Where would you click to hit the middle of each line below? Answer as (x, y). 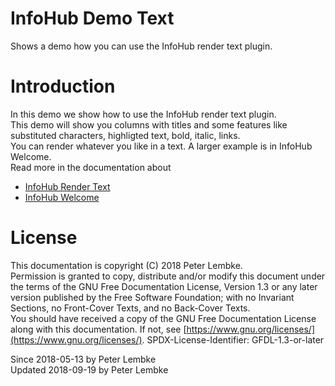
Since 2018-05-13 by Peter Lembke (83, 359)
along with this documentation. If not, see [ (98, 329)
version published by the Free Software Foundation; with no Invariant (152, 297)
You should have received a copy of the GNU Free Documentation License (163, 318)
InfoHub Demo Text (92, 18)
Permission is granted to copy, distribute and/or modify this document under (168, 276)
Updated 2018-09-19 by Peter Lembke (89, 369)
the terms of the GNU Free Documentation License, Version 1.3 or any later (164, 286)
